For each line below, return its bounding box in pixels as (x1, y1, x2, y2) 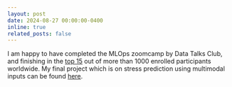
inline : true (7, 23, 46, 30)
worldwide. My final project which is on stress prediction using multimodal (7, 64, 226, 73)
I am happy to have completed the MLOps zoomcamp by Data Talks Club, (7, 50, 223, 58)
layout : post (7, 10, 46, 18)
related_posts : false (7, 30, 72, 37)
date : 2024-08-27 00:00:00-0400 (7, 17, 103, 24)
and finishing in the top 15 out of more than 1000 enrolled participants (7, 57, 211, 66)
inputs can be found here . (7, 72, 83, 81)
